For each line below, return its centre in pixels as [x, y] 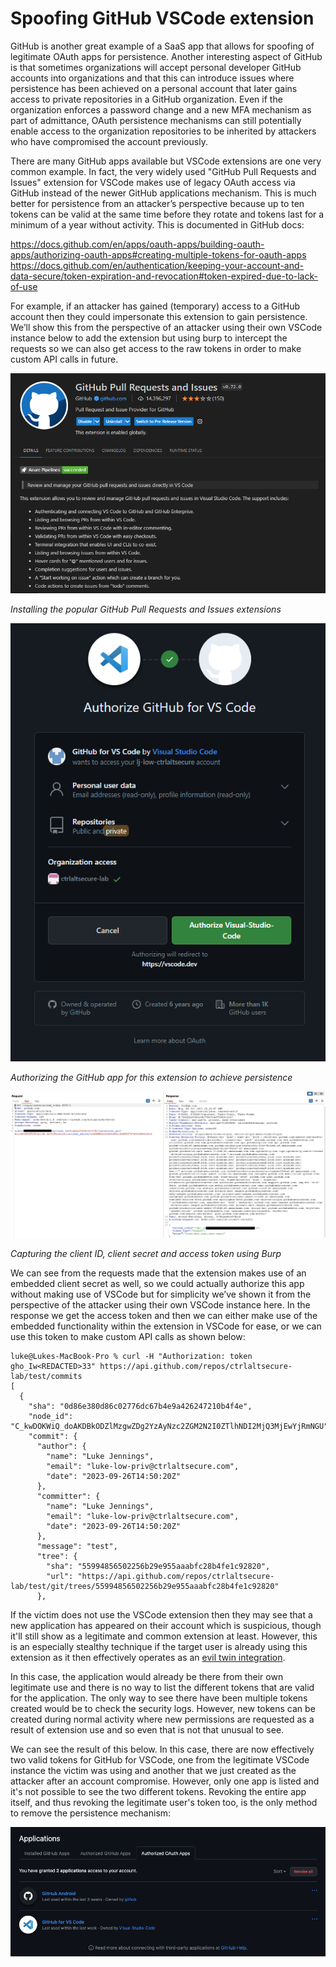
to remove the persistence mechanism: [91, 1813]
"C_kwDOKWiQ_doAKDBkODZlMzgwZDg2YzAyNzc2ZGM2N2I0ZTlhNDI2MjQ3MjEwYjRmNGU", [171, 1427]
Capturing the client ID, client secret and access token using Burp [146, 1254]
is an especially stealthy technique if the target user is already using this [159, 1647]
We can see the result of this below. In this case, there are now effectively [162, 1749]
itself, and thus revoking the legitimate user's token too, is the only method [164, 1803]
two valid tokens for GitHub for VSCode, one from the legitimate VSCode [160, 1760]
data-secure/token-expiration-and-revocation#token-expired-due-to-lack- [164, 276]
